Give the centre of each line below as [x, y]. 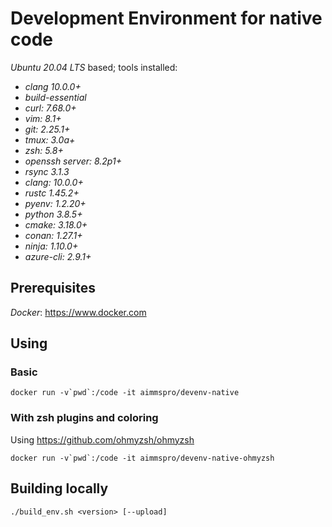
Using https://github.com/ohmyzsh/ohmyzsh [102, 439]
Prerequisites [53, 288]
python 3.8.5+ [53, 214]
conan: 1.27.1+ [53, 235]
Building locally [59, 488]
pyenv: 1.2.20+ [55, 203]
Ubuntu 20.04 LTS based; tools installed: [94, 67]
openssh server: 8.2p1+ [73, 161]
